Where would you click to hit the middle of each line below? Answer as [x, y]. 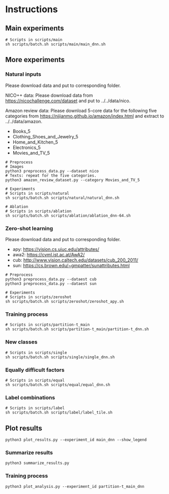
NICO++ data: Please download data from [49, 95]
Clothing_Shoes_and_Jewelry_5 [45, 136]
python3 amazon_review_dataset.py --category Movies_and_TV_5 [73, 180]
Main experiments [35, 28]
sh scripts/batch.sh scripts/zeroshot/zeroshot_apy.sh [65, 301]
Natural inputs [23, 74]
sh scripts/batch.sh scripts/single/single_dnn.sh [60, 357]
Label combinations [30, 397]
